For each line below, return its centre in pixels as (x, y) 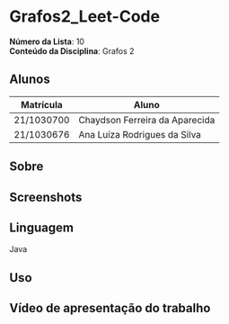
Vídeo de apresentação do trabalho (110, 308)
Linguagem (42, 227)
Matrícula (42, 104)
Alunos (30, 80)
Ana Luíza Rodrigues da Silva (140, 134)
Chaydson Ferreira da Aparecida (147, 120)
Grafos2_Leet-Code (84, 17)
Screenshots (46, 197)
